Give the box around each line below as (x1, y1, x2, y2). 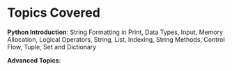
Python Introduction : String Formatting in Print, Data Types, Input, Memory (7, 28, 224, 36)
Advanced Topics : (7, 56, 61, 64)
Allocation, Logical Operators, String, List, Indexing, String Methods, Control (7, 35, 225, 43)
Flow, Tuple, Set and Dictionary (7, 42, 97, 51)
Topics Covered (7, 5, 101, 21)
